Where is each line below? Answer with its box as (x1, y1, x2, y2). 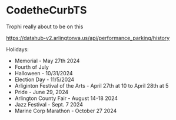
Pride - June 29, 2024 (14, 88, 69, 95)
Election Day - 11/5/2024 (14, 76, 75, 83)
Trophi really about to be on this (6, 23, 84, 30)
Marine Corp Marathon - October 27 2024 (14, 107, 117, 114)
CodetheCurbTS (6, 4, 87, 17)
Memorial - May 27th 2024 (14, 57, 80, 64)
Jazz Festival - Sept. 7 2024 (14, 101, 84, 108)
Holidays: (6, 45, 29, 53)
